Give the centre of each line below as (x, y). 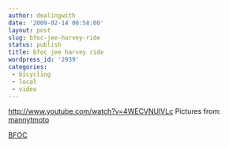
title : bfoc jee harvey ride (56, 52)
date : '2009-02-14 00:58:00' (56, 23)
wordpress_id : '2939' (44, 60)
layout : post (30, 30)
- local (24, 81)
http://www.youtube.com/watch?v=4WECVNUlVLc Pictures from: (114, 111)
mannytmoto (29, 120)
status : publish (35, 45)
